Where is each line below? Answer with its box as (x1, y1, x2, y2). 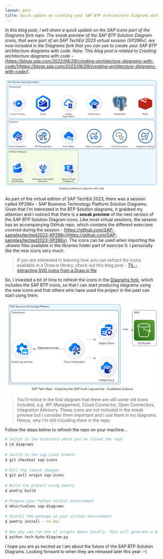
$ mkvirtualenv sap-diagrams (5, 503, 64, 509)
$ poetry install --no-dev (5, 519, 60, 524)
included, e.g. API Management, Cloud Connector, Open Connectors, (16, 402, 155, 408)
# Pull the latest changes (5, 468, 60, 473)
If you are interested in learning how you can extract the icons (16, 257, 141, 263)
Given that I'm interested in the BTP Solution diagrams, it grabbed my (5, 206, 143, 212)
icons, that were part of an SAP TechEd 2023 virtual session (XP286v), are (5, 37, 155, 43)
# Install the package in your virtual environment (5, 514, 112, 519)
